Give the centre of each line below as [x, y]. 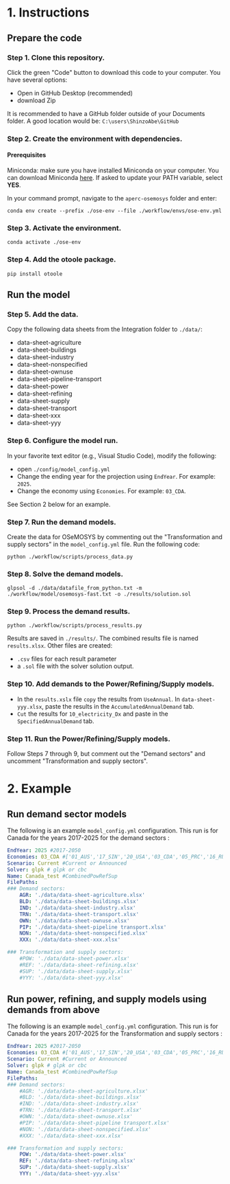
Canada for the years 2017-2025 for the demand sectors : [88, 838]
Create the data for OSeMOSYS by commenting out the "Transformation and [115, 536]
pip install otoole [35, 274]
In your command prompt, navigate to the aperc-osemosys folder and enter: [112, 198]
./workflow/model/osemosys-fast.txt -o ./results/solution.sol [99, 594]
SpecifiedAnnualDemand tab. [55, 721]
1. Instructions [48, 13]
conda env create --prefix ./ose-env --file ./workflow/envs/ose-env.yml [115, 211]
